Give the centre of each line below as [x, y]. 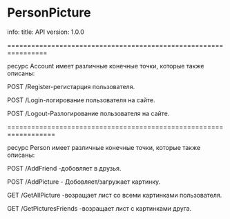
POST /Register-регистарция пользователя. [71, 86]
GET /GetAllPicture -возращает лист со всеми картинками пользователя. [115, 195]
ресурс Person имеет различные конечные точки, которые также [104, 147]
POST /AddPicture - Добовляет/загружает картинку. [84, 182]
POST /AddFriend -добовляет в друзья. [64, 168]
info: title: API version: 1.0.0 [46, 32]
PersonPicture [49, 13]
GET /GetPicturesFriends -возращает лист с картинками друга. [99, 208]
